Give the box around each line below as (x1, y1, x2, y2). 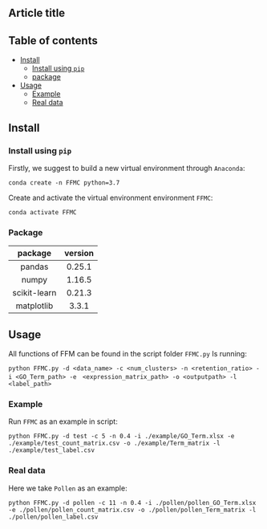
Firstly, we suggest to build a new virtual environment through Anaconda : (8, 163, 245, 173)
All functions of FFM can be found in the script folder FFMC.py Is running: (8, 349, 247, 358)
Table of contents (8, 34, 98, 47)
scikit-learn (12, 287, 57, 299)
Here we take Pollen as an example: (8, 483, 127, 493)
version (63, 248, 95, 259)
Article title (8, 6, 66, 20)
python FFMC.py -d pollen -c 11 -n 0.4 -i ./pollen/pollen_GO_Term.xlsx (8, 498, 257, 507)
